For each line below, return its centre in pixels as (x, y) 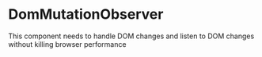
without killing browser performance (67, 44)
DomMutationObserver (86, 14)
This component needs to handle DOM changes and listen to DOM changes (131, 36)
